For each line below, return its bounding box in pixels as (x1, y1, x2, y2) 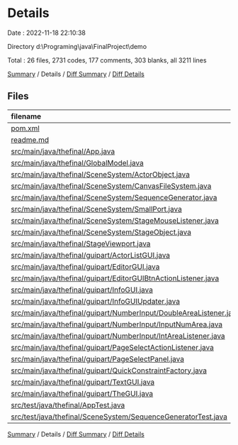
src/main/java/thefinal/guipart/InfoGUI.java (11, 285, 154, 295)
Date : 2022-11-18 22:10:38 (7, 28, 86, 37)
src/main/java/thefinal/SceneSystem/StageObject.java (11, 227, 191, 237)
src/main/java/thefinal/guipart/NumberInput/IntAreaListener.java (11, 331, 225, 341)
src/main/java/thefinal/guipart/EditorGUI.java (11, 261, 160, 271)
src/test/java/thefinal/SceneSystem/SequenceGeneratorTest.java (11, 412, 228, 422)
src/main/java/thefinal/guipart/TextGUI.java (11, 377, 155, 387)
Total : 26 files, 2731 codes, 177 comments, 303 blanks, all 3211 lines (7, 55, 207, 65)
